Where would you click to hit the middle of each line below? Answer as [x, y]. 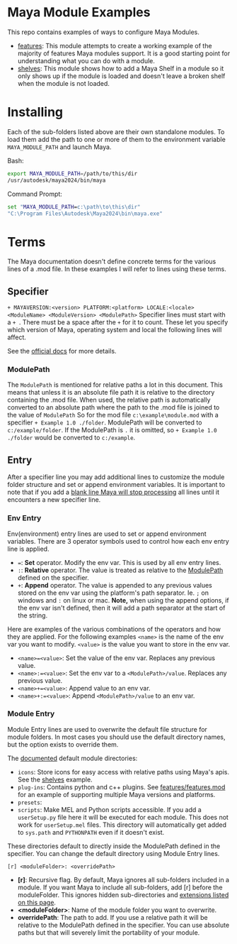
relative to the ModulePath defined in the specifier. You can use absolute [123, 925]
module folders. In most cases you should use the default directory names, [116, 737]
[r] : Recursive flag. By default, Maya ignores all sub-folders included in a [123, 879]
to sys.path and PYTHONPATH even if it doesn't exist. [91, 832]
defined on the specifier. [53, 577]
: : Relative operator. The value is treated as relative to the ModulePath [120, 570]
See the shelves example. [55, 779]
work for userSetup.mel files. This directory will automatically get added [122, 825]
